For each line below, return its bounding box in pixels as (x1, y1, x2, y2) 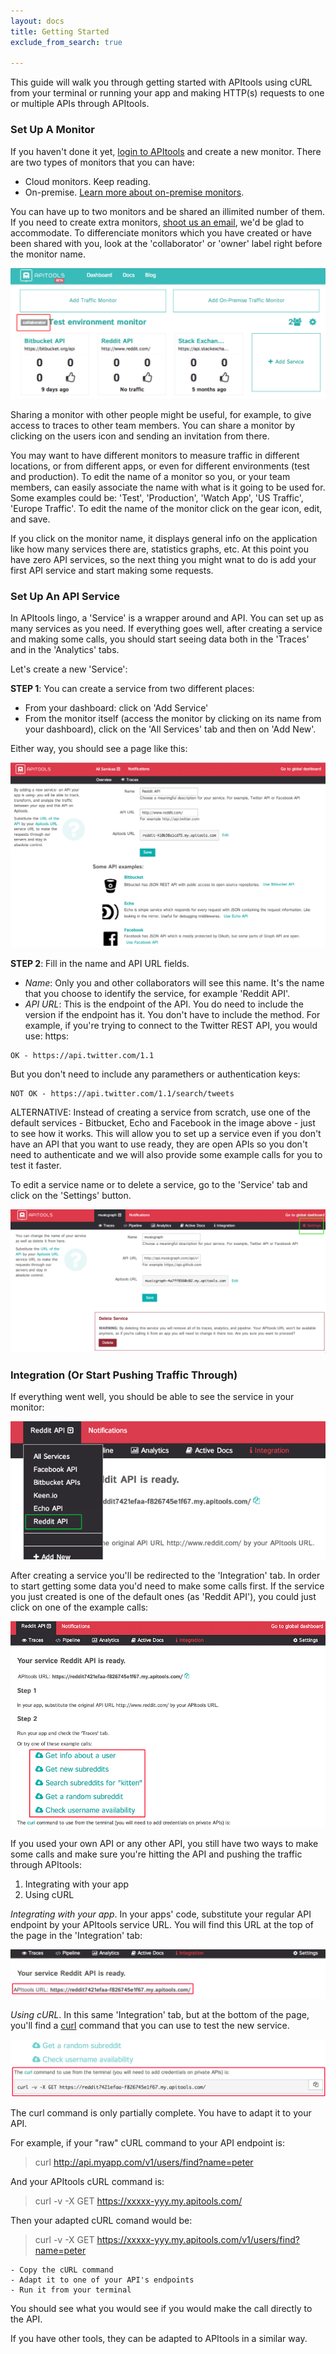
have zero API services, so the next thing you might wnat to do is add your (10, 553, 317, 565)
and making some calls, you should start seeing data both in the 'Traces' (10, 633, 310, 645)
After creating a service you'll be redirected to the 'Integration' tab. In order (10, 1569, 321, 1581)
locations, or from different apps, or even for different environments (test (10, 460, 310, 472)
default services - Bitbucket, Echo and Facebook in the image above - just (10, 1116, 316, 1129)
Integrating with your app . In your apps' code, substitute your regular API (10, 1908, 312, 1920)
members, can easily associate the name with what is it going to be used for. (10, 481, 326, 493)
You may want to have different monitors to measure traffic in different (10, 449, 300, 461)
